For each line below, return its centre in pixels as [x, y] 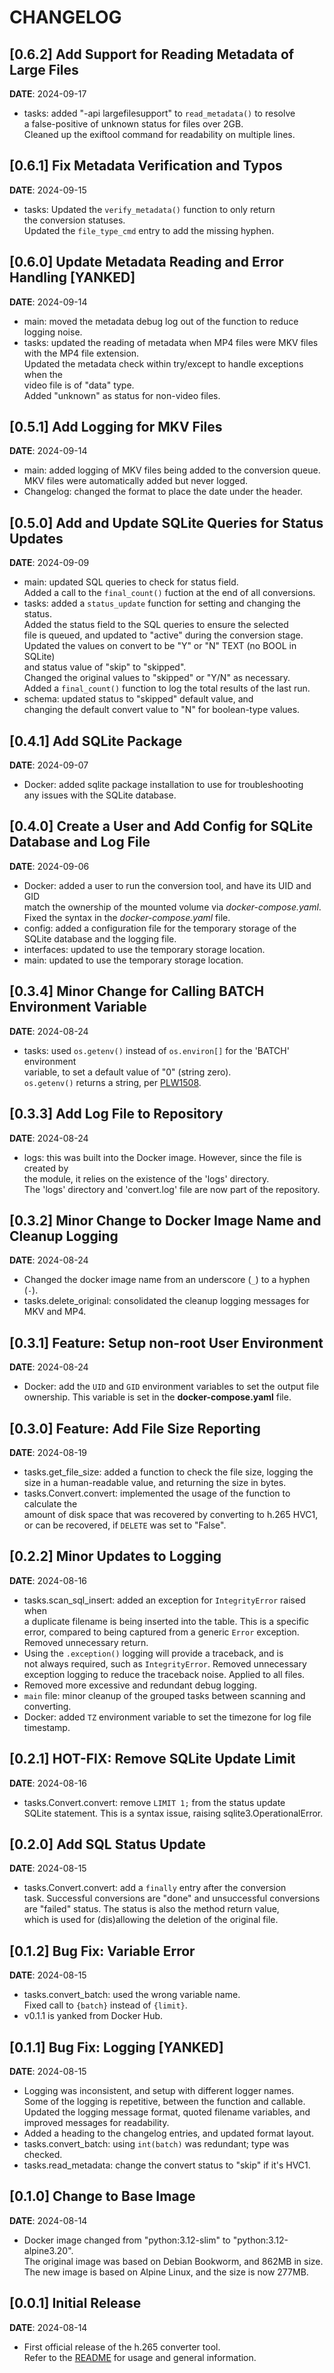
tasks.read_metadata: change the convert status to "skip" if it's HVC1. [167, 2165]
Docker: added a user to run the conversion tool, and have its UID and [167, 885]
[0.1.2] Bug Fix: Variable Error [102, 1951]
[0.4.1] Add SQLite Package [96, 741]
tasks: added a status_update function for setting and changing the [162, 603]
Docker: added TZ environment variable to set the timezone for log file [167, 1717]
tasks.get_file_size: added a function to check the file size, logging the [168, 1472]
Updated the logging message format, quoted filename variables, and [167, 2112]
